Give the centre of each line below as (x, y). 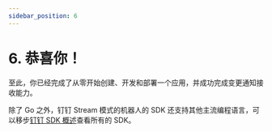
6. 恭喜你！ (45, 58)
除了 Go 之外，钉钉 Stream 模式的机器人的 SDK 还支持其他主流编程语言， (130, 109)
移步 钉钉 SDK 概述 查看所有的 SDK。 (75, 120)
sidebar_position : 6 (43, 16)
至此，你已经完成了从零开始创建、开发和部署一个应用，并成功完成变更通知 (132, 83)
